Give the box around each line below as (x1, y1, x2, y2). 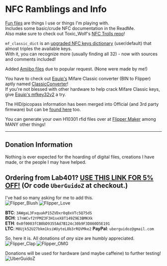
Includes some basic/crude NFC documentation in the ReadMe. (5, 25, 135, 31)
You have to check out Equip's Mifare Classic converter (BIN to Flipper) (5, 75, 151, 81)
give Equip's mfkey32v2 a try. (5, 91, 66, 97)
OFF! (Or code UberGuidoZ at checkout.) (5, 181, 128, 190)
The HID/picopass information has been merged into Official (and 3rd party (5, 101, 159, 107)
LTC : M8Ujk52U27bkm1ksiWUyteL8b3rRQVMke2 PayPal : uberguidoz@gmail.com (5, 226, 154, 232)
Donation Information (5, 141, 73, 149)
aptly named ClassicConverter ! (5, 81, 69, 87)
